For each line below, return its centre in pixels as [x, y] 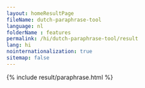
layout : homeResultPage [40, 13]
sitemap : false [28, 58]
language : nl [25, 26]
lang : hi [19, 45]
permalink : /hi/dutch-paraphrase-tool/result [72, 39]
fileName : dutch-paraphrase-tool [54, 20]
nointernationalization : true [50, 52]
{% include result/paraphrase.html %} [60, 77]
